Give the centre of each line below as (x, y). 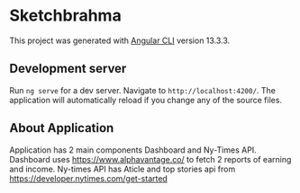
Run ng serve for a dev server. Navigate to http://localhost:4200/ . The (143, 90)
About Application (62, 128)
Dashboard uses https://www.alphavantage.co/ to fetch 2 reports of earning (150, 159)
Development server (68, 69)
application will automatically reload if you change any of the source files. (145, 100)
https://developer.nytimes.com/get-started (89, 178)
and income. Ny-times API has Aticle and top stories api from (123, 169)
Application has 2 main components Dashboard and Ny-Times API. (133, 150)
